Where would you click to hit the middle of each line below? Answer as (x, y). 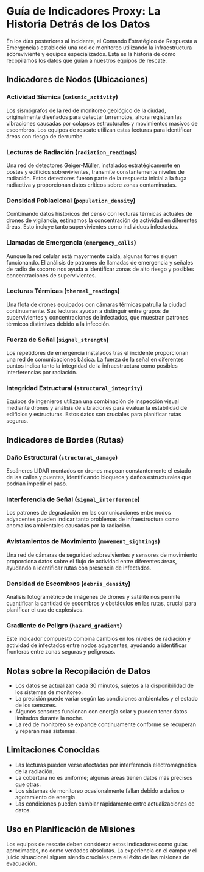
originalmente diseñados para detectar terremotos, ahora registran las (94, 116)
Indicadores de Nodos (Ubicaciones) (77, 80)
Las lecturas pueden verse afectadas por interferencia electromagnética (106, 765)
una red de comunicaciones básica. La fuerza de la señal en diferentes (95, 359)
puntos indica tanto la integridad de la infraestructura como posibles (92, 366)
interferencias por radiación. (42, 373)
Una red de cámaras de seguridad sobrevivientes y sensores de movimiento (102, 555)
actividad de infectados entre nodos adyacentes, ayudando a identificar (97, 645)
